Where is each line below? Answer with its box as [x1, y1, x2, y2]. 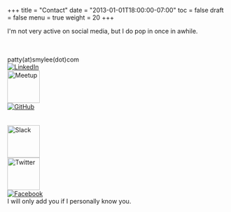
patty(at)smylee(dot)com [7, 55, 79, 64]
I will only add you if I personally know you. [7, 197, 132, 205]
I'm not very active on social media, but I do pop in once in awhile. [7, 27, 198, 35]
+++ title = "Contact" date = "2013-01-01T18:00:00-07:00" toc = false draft [7, 6, 224, 14]
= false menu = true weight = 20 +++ [7, 13, 114, 22]
